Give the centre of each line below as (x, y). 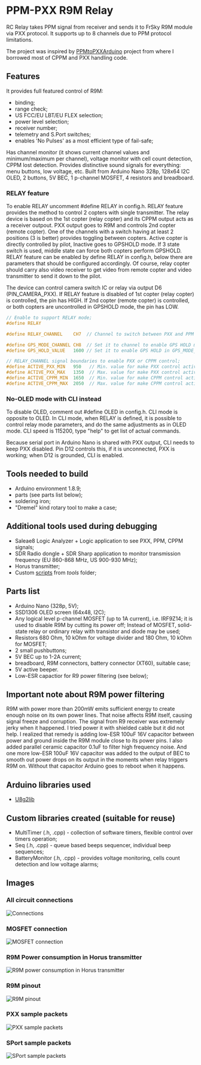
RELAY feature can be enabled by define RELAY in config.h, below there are (99, 257)
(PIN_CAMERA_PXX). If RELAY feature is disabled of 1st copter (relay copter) (100, 294)
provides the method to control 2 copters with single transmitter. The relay (98, 212)
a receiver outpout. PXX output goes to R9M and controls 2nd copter (91, 226)
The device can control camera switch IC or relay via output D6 (84, 288)
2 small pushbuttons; (41, 650)
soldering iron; (33, 501)
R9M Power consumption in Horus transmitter (74, 957)
